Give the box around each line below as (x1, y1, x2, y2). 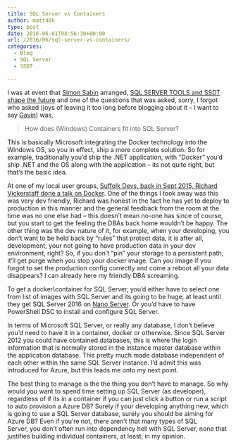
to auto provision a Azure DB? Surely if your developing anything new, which (7, 402, 229, 410)
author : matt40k (7, 17, 55, 24)
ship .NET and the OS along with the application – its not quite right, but (7, 160, 215, 169)
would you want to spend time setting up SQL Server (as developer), (7, 386, 206, 395)
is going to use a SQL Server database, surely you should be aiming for (7, 409, 213, 417)
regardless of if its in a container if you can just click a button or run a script (7, 394, 227, 403)
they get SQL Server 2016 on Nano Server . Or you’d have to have (7, 300, 196, 308)
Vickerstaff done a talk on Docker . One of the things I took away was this (7, 189, 218, 197)
